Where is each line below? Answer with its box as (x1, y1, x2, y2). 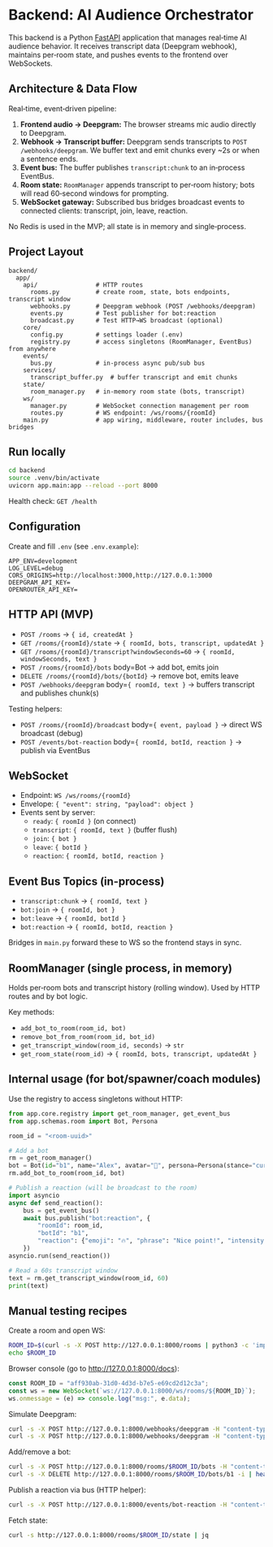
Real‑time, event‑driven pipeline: (8, 103, 117, 113)
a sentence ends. (19, 154, 79, 163)
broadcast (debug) (19, 728, 84, 738)
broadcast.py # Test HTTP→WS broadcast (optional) (29, 316, 223, 324)
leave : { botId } (32, 843, 88, 852)
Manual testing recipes (8, 1304, 128, 1318)
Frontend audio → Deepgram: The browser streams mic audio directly (19, 119, 257, 129)
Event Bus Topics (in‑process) (8, 874, 165, 888)
